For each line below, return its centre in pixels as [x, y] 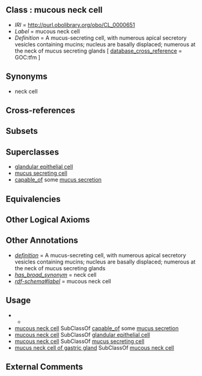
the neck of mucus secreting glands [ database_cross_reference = [98, 51]
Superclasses [32, 152]
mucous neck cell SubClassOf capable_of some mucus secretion [96, 328]
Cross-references [41, 110]
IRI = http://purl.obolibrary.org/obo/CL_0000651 [75, 24]
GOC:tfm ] [27, 57]
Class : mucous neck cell [54, 10]
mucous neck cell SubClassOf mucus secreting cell [79, 341]
